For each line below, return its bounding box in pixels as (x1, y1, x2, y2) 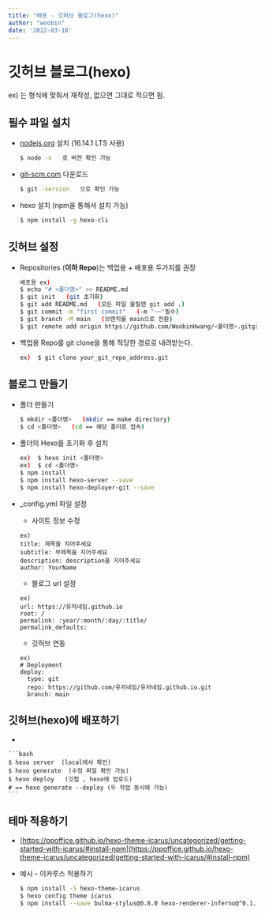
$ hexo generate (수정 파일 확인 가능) (8, 767, 130, 775)
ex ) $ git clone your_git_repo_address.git (19, 354, 169, 361)
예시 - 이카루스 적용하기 (19, 869, 93, 879)
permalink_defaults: (19, 623, 88, 631)
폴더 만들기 (19, 400, 54, 410)
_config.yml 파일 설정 (19, 499, 87, 509)
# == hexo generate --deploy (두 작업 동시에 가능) (8, 784, 168, 792)
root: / (19, 610, 45, 618)
